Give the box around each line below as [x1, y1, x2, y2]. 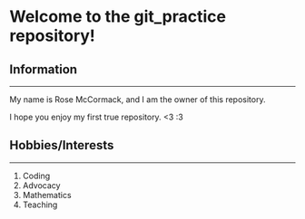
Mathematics [22, 189, 72, 200]
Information [9, 62, 78, 77]
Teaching [22, 199, 58, 210]
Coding [22, 170, 51, 181]
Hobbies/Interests [9, 138, 114, 153]
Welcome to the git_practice [9, 6, 227, 27]
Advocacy [22, 179, 61, 191]
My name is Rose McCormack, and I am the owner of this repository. [9, 94, 266, 105]
